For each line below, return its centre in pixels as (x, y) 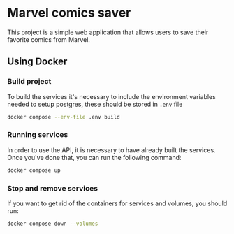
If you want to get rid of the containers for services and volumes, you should (117, 203)
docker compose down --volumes (53, 224)
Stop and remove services (53, 188)
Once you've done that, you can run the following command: (94, 157)
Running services (38, 135)
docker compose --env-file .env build (64, 117)
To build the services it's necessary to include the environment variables (112, 96)
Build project (29, 82)
